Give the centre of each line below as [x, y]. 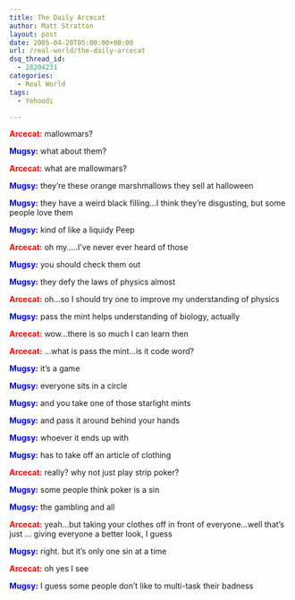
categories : [31, 76]
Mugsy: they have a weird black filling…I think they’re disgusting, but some [147, 203]
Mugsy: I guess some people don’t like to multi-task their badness [131, 586]
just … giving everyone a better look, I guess [91, 534]
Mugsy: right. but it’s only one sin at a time [88, 552]
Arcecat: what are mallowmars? [68, 169]
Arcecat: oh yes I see [49, 569]
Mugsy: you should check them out [75, 265]
